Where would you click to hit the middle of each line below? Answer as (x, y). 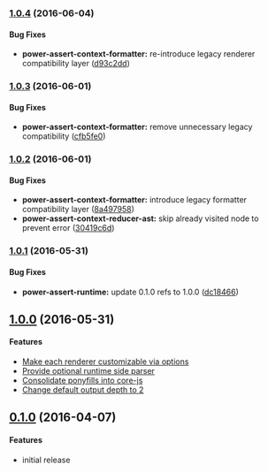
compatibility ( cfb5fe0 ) (64, 136)
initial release (46, 460)
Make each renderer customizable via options (105, 362)
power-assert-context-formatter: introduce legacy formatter (134, 200)
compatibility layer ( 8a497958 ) (78, 209)
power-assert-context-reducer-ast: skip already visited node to (140, 218)
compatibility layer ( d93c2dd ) (76, 64)
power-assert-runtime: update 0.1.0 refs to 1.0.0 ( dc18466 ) (130, 292)
